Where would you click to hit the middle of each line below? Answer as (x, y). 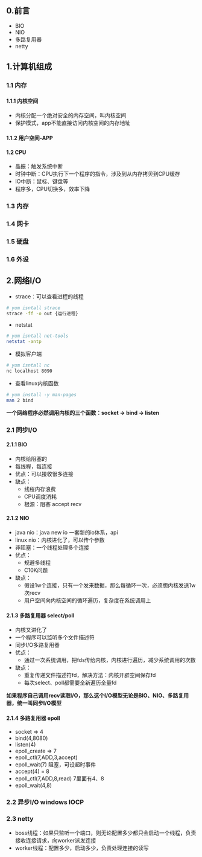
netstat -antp (24, 342)
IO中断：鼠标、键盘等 (42, 181)
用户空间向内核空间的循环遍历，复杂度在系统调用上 (87, 600)
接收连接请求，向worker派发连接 (55, 840)
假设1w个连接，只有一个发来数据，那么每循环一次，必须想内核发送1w (110, 585)
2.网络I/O (24, 281)
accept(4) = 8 (32, 771)
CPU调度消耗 (40, 496)
